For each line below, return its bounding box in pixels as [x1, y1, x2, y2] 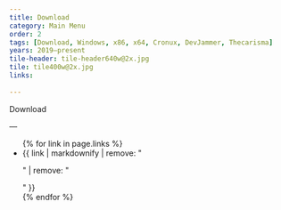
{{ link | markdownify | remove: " [21, 148, 143, 158]
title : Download [9, 12, 70, 22]
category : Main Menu [9, 21, 87, 30]
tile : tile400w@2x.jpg [9, 63, 94, 72]
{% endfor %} [21, 191, 74, 202]
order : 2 [9, 29, 42, 38]
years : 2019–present [9, 46, 87, 55]
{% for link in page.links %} [21, 138, 123, 149]
